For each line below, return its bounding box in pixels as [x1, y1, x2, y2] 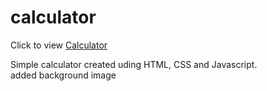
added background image [10, 69, 117, 81]
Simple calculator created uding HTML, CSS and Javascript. [10, 58, 258, 70]
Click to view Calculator [10, 39, 108, 51]
